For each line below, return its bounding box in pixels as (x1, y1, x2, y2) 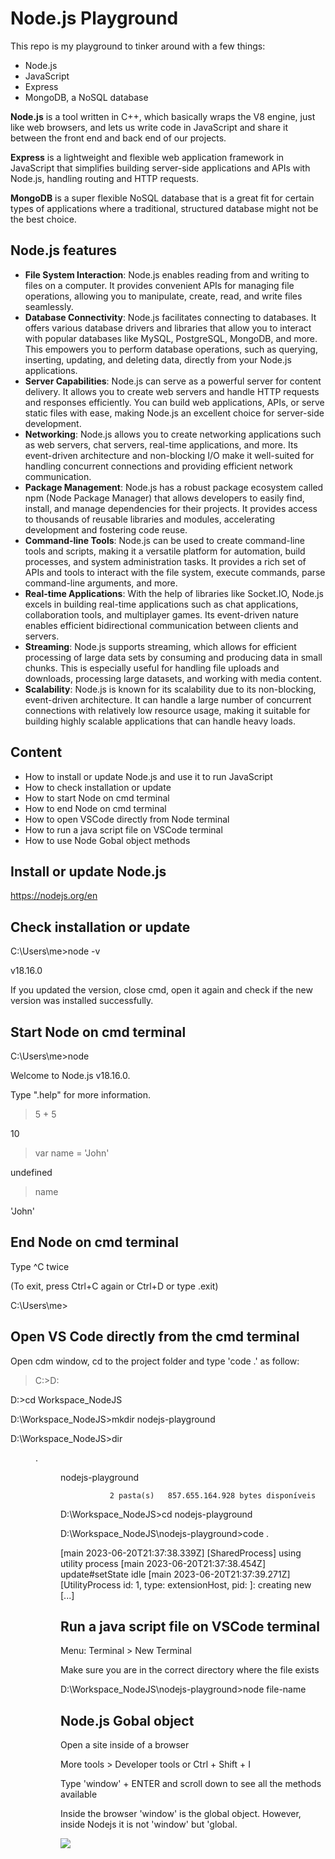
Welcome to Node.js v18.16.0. (10, 1070, 131, 1081)
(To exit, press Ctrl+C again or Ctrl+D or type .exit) (10, 1280, 219, 1292)
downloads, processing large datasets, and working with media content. (24, 672, 322, 684)
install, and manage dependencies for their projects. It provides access (24, 502, 318, 514)
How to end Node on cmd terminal (24, 802, 167, 814)
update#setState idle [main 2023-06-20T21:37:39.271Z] (60, 1568, 291, 1580)
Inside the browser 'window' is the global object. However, (60, 1808, 302, 1820)
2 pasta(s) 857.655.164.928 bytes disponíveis (109, 1490, 317, 1501)
